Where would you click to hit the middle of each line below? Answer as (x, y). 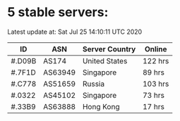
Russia (93, 84)
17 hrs (153, 106)
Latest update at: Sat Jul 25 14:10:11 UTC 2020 (75, 32)
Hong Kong (101, 106)
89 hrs (153, 72)
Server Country (109, 49)
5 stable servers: (58, 12)
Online (156, 49)
